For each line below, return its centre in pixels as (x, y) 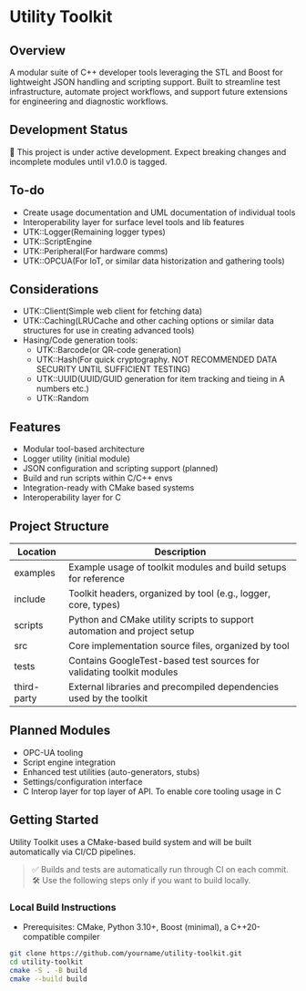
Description (180, 552)
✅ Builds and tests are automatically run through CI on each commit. (160, 869)
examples (35, 573)
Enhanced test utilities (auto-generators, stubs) (111, 771)
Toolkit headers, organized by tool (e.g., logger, (169, 594)
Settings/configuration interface (82, 781)
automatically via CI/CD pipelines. (73, 852)
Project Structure (59, 526)
